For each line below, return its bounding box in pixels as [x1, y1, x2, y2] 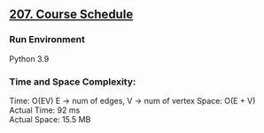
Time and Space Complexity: [9, 75, 136, 87]
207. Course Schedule [9, 7, 134, 22]
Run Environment [9, 33, 86, 46]
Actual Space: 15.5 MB [9, 114, 91, 124]
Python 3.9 [9, 53, 50, 64]
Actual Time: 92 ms [9, 105, 81, 115]
